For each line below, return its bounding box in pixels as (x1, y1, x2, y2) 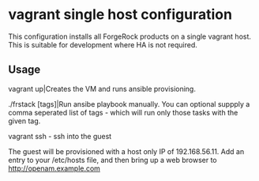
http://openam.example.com (8, 164, 101, 173)
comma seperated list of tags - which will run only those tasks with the (8, 107, 238, 117)
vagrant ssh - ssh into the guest (8, 131, 112, 141)
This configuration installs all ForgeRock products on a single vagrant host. (8, 32, 251, 41)
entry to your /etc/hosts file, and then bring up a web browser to (8, 155, 217, 164)
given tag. (8, 116, 41, 126)
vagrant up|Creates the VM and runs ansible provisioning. (8, 84, 196, 93)
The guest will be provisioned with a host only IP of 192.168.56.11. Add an (8, 146, 245, 156)
